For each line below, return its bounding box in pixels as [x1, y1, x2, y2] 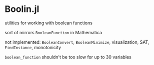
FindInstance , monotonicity [4, 44, 61, 50]
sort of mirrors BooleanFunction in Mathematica [4, 29, 102, 35]
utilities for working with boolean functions [4, 20, 93, 26]
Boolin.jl [4, 3, 39, 15]
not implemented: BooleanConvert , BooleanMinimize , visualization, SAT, [4, 39, 149, 45]
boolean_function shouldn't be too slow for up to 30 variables [4, 54, 132, 60]
